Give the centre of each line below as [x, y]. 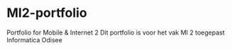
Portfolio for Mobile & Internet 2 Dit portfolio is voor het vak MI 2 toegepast [116, 32]
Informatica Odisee [35, 39]
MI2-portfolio [47, 13]
